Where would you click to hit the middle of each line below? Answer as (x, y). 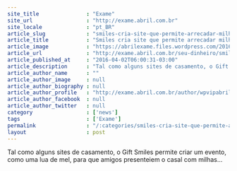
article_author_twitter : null (56, 106)
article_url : (49, 54)
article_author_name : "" (53, 73)
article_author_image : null (56, 79)
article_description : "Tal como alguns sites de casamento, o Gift (118, 66)
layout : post (56, 132)
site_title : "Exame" (61, 14)
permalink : (49, 125)
